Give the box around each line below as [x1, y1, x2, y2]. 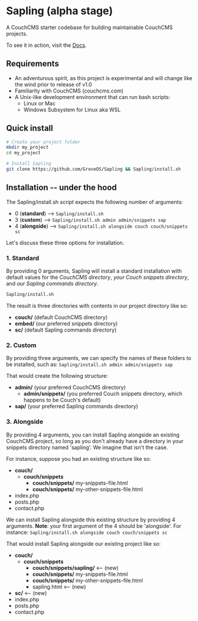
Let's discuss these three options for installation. [6, 239, 125, 246]
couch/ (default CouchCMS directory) [14, 313, 108, 321]
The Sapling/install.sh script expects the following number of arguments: [6, 198, 183, 205]
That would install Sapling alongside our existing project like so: [6, 540, 161, 547]
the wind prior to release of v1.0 [14, 81, 92, 88]
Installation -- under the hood [6, 183, 117, 193]
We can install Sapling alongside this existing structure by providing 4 [6, 516, 176, 523]
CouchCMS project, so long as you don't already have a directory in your [6, 437, 184, 444]
